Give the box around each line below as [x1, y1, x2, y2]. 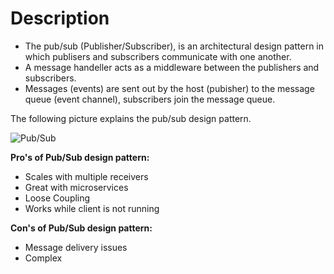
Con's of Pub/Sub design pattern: [10, 222, 153, 234]
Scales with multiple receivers [24, 170, 149, 182]
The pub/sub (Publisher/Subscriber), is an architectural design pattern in [24, 40, 325, 52]
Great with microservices [24, 181, 129, 193]
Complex [24, 252, 63, 264]
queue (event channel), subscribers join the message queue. [24, 93, 276, 105]
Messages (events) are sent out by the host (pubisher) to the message [24, 82, 315, 94]
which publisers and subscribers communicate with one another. [24, 50, 292, 62]
